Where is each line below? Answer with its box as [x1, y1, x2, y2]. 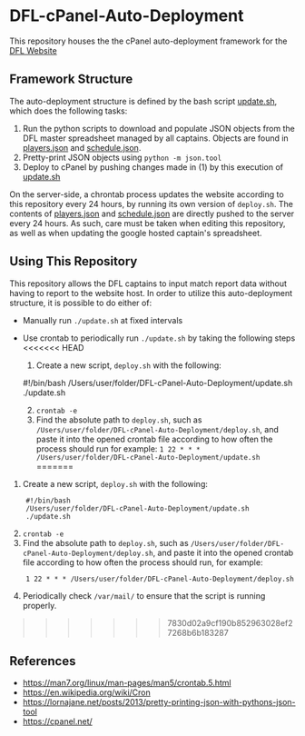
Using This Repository [9, 254, 138, 269]
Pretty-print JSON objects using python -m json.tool [22, 152, 222, 163]
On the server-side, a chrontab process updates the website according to [9, 188, 284, 200]
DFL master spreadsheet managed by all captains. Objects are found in [22, 133, 289, 144]
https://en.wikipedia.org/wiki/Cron [22, 687, 152, 698]
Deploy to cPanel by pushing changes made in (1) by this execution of [22, 161, 284, 173]
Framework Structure [9, 72, 133, 87]
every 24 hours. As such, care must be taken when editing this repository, [9, 217, 286, 228]
